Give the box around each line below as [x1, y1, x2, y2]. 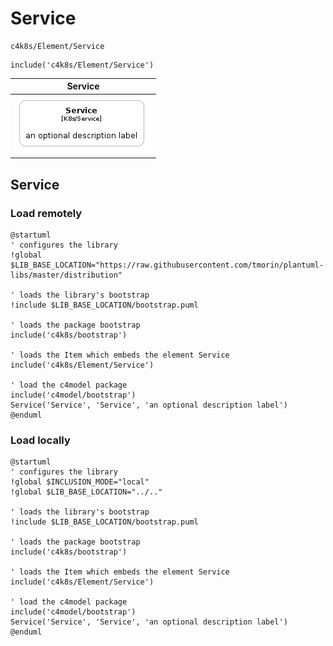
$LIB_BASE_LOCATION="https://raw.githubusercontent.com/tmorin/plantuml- [10, 260, 325, 270]
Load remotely [10, 206, 83, 220]
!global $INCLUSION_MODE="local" [10, 477, 150, 487]
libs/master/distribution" [10, 270, 123, 280]
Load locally [10, 433, 71, 447]
